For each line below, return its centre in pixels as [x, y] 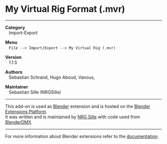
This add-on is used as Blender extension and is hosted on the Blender [78, 106]
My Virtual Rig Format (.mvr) [65, 9]
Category [15, 27]
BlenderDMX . [19, 122]
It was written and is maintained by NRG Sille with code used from [73, 117]
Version [13, 57]
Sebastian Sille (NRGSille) [35, 92]
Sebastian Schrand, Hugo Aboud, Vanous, [52, 77]
